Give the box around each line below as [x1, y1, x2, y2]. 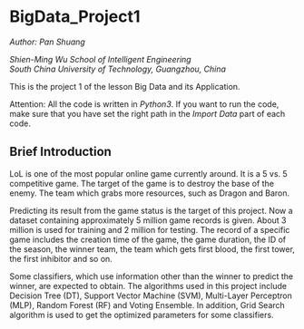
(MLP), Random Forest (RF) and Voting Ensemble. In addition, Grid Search [9, 299, 286, 310]
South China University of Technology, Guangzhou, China [9, 63, 227, 74]
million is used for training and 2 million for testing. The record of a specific [9, 224, 290, 235]
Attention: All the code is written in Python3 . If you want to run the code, [9, 98, 279, 110]
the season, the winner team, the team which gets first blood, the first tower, [9, 243, 295, 255]
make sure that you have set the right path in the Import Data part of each [9, 108, 286, 119]
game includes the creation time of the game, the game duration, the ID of [9, 234, 287, 245]
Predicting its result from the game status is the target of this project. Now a [9, 205, 293, 216]
